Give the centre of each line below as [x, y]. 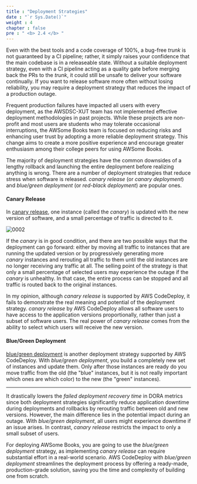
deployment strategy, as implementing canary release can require [86, 451]
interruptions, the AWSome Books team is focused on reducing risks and [94, 131]
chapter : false [26, 28]
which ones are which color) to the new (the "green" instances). [84, 379]
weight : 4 [19, 22]
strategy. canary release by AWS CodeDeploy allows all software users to [95, 309]
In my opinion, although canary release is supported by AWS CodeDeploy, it [98, 296]
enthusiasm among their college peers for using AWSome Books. [84, 149]
